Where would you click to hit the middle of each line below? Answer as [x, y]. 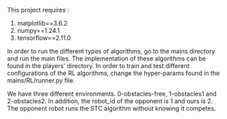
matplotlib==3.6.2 [42, 23]
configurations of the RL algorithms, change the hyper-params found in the [113, 73]
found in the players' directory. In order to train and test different [98, 66]
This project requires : [39, 10]
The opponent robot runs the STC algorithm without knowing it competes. [112, 108]
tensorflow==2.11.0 [44, 38]
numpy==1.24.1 [38, 31]
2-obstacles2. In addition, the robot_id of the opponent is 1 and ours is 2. [110, 101]
